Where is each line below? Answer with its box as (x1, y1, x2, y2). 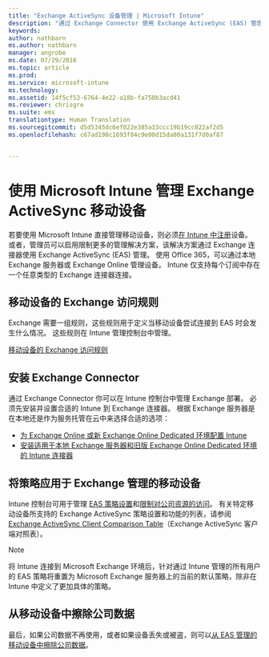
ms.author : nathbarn (8, 42, 78, 50)
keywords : (8, 26, 42, 34)
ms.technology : (8, 86, 59, 94)
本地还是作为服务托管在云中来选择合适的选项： (14, 414, 170, 423)
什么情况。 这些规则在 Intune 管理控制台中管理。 (14, 328, 176, 338)
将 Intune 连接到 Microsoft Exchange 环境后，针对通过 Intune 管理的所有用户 (8, 562, 261, 571)
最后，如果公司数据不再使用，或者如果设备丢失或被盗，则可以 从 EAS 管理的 (8, 630, 258, 639)
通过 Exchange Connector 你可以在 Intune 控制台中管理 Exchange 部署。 (8, 394, 248, 403)
